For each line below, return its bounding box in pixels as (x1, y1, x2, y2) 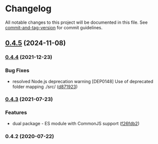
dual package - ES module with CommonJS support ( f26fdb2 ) (12, 120, 140, 126)
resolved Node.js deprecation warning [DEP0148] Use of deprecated (12, 78, 154, 84)
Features (5, 109, 27, 116)
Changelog (5, 3, 52, 14)
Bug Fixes (5, 67, 30, 74)
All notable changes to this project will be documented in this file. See (5, 19, 148, 25)
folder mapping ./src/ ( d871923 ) (12, 84, 78, 90)
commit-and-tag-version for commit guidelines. (5, 24, 103, 30)
